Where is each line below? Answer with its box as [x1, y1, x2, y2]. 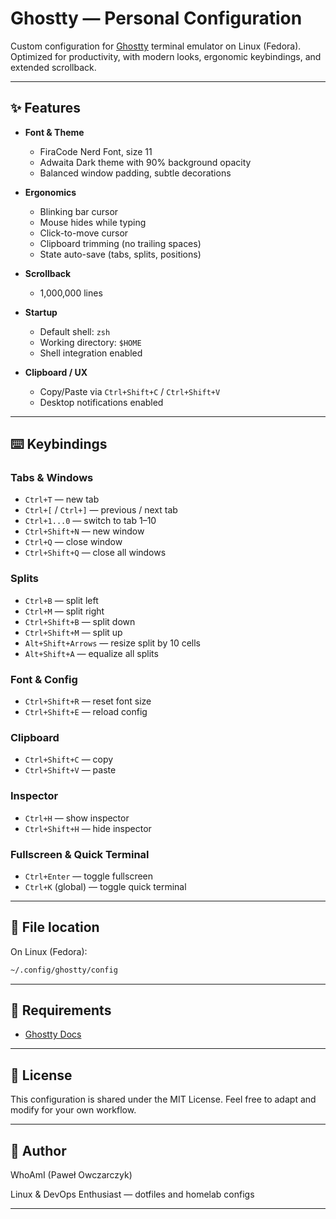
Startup [24, 306, 58, 318]
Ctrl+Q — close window [24, 536, 123, 548]
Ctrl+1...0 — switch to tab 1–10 [24, 515, 157, 527]
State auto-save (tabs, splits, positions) [39, 248, 202, 260]
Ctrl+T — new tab [24, 493, 100, 506]
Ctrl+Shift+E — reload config [24, 706, 148, 718]
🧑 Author [10, 1142, 67, 1159]
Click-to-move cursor [39, 227, 129, 239]
